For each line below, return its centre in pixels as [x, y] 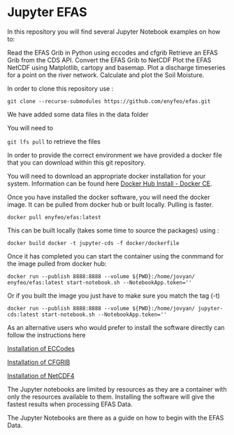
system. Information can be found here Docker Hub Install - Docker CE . [110, 184]
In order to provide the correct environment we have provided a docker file [115, 155]
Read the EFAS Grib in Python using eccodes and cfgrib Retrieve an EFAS [113, 53]
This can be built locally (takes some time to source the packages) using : [113, 230]
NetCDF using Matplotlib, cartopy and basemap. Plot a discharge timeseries [116, 67]
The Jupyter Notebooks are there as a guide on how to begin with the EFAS [116, 417]
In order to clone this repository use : [60, 88]
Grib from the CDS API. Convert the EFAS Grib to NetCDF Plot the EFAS [109, 60]
